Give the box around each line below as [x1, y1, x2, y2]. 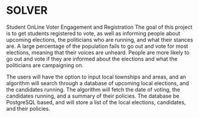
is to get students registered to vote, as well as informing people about [6, 29, 181, 37]
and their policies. [6, 105, 50, 112]
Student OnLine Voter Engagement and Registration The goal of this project [6, 23, 193, 31]
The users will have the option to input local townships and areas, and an [6, 73, 186, 80]
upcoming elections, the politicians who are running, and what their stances [6, 36, 194, 43]
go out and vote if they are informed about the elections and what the [6, 55, 178, 62]
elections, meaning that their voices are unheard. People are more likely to [6, 49, 190, 56]
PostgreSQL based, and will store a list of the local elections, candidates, [6, 98, 186, 105]
